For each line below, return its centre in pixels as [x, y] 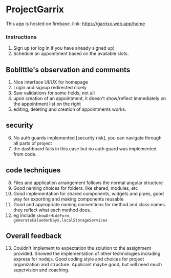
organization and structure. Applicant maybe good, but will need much [88, 265]
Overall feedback [34, 236]
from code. [25, 154]
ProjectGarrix [35, 9]
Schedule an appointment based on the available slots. [71, 54]
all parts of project [33, 143]
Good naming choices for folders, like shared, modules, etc [76, 188]
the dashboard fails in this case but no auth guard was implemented [85, 148]
